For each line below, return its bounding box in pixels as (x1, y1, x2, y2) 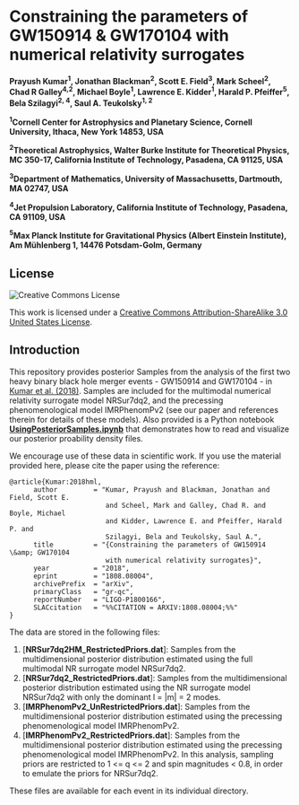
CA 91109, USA (9, 211, 66, 222)
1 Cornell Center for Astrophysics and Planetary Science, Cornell (9, 115, 253, 127)
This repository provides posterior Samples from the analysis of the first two (9, 366, 291, 377)
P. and (9, 524, 34, 533)
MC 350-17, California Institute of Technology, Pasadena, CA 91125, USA (9, 154, 284, 165)
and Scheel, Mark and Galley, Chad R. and (105, 501, 267, 510)
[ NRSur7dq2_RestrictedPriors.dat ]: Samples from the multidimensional (21, 672, 288, 683)
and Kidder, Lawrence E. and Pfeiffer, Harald (105, 516, 282, 526)
